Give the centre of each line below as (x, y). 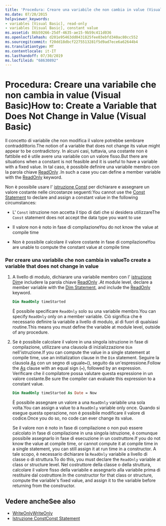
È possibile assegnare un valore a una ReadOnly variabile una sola (79, 403)
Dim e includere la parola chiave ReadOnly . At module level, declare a (82, 282)
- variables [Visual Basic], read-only (46, 24)
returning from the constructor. (44, 486)
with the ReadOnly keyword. (34, 177)
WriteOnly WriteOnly (32, 513)
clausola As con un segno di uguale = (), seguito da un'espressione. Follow (86, 363)
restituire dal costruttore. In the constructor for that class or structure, (83, 475)
